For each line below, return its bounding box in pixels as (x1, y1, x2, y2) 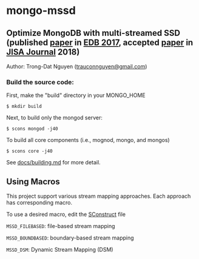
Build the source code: (6, 78, 74, 86)
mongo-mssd (6, 4, 76, 18)
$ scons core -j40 (6, 148, 53, 155)
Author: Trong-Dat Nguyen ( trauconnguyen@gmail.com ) (6, 63, 147, 70)
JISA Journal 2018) (6, 47, 80, 57)
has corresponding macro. (6, 199, 73, 206)
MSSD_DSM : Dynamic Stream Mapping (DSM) (6, 246, 113, 254)
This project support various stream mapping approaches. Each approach (6, 192, 191, 200)
